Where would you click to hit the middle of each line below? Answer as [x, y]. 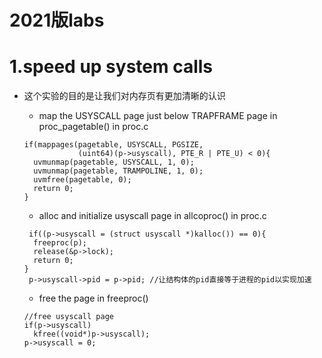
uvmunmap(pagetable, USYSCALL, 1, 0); [114, 162]
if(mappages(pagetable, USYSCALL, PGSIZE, [113, 145]
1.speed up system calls [111, 67]
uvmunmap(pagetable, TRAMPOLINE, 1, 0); [118, 171]
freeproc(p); [60, 243]
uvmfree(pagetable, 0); [82, 180]
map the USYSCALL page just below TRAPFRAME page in [158, 116]
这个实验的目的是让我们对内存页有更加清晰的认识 [124, 96]
